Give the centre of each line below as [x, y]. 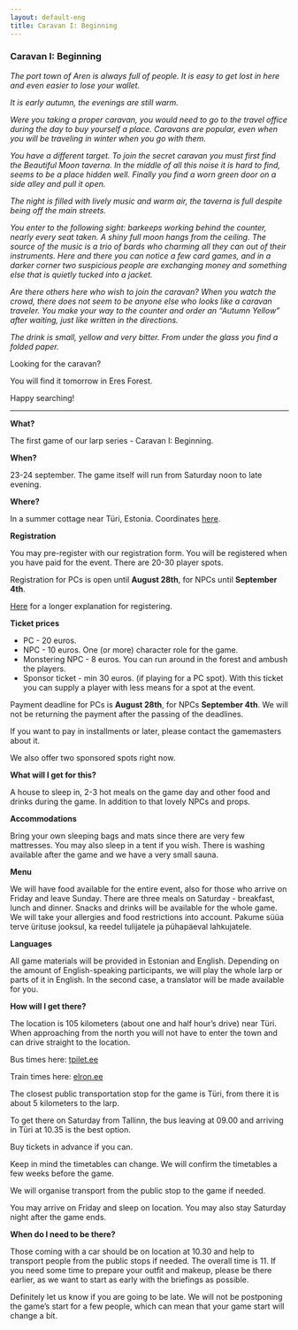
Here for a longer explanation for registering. [92, 606]
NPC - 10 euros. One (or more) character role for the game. [130, 650]
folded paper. [34, 346]
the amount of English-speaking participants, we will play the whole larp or [146, 970]
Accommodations [44, 818]
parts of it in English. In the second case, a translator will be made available [147, 979]
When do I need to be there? [63, 1234]
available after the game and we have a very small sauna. [115, 854]
